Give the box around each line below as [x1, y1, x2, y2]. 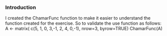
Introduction [5, 4, 36, 11]
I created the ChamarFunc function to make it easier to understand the [5, 15, 151, 21]
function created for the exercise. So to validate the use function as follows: [5, 20, 161, 26]
